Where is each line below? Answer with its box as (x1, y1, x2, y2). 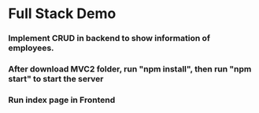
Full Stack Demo (8, 5, 117, 23)
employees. (8, 42, 54, 53)
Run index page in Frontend (8, 94, 116, 105)
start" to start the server (8, 74, 104, 85)
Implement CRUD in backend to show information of (8, 33, 211, 44)
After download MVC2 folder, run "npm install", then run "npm (8, 64, 252, 75)
